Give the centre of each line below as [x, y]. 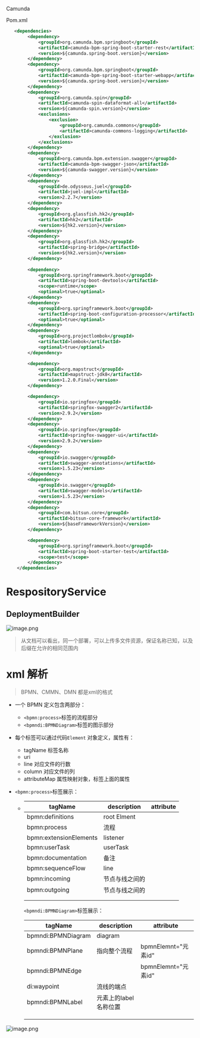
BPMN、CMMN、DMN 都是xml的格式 [67, 692]
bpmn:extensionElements [62, 838]
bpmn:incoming [49, 879]
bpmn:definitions [50, 817]
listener [114, 838]
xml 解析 [27, 674]
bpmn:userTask [48, 848]
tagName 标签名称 [46, 750]
